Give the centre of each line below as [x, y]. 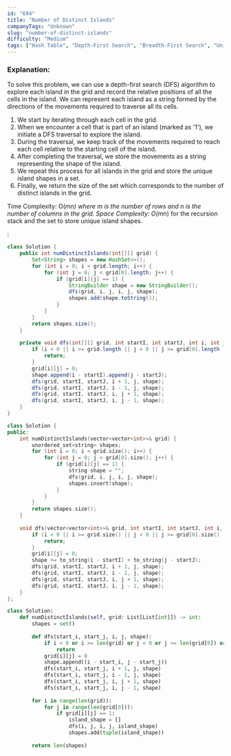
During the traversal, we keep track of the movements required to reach [119, 142]
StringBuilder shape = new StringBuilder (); [133, 285]
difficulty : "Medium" [38, 39]
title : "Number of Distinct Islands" [61, 20]
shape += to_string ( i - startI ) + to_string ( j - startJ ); [117, 560]
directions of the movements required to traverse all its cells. [93, 107]
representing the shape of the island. [69, 164]
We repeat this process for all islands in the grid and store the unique [115, 171]
